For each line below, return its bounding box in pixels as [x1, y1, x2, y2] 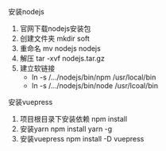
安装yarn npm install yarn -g [19, 124, 113, 134]
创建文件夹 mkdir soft [19, 34, 90, 43]
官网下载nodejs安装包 [19, 24, 91, 33]
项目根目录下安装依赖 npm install [19, 114, 128, 123]
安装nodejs [8, 7, 45, 16]
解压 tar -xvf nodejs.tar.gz [19, 54, 105, 63]
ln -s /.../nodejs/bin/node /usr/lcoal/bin [31, 81, 159, 90]
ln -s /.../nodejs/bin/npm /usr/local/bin [31, 72, 156, 82]
